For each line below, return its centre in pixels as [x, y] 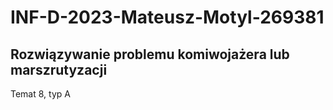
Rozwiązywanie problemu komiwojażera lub [150, 54]
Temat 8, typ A [40, 94]
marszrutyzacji [59, 69]
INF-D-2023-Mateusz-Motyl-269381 [167, 17]
